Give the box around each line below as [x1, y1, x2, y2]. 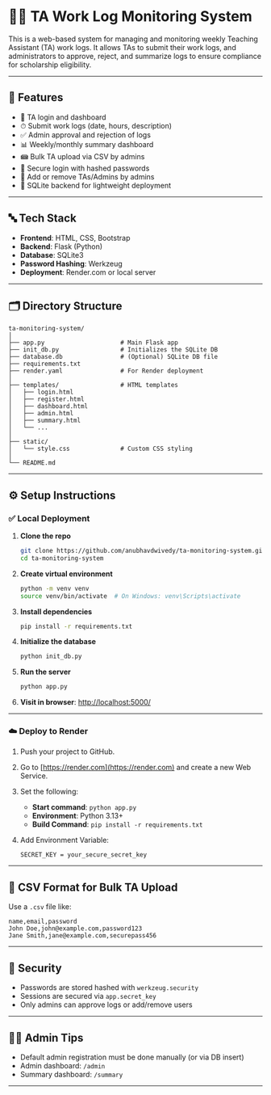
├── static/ [8, 438, 48, 446]
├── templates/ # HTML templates [8, 381, 179, 390]
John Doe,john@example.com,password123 [8, 924, 143, 933]
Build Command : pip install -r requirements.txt [31, 819, 203, 829]
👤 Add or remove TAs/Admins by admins [19, 171, 155, 181]
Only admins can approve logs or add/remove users [19, 1000, 193, 1009]
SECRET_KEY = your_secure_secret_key [19, 851, 148, 859]
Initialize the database [19, 637, 97, 646]
